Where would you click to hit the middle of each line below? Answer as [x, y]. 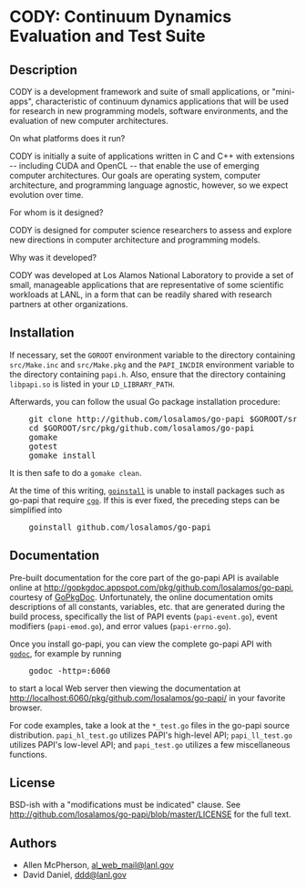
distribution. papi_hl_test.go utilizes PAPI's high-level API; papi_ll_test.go [151, 735]
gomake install [62, 455]
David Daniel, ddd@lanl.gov [75, 875]
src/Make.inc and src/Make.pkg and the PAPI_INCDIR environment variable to [152, 364]
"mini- [284, 92]
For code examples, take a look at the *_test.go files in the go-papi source [149, 725]
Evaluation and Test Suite [107, 36]
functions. [28, 754]
